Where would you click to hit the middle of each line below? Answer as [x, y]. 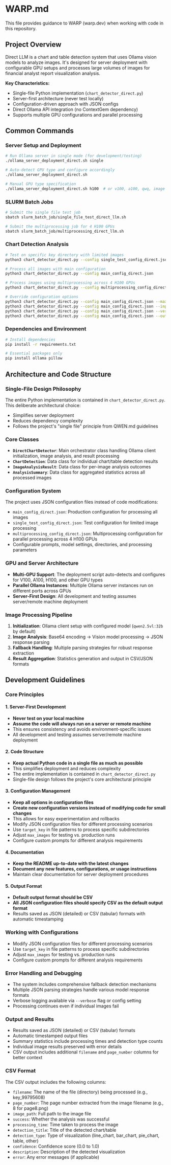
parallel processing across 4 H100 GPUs [55, 539]
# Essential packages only [34, 353]
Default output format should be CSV [53, 898]
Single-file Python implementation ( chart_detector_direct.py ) [78, 93]
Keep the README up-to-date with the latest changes [70, 864]
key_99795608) [29, 1097]
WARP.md [27, 9]
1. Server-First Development [36, 707]
